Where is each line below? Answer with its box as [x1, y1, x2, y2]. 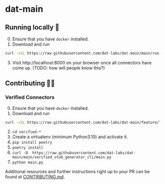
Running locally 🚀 [5, 23, 60, 31]
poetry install [12, 145, 44, 151]
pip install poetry [12, 140, 53, 145]
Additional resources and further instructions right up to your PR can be [5, 169, 150, 175]
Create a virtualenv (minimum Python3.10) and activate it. [12, 134, 128, 140]
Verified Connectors [5, 94, 55, 101]
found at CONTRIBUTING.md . [5, 174, 65, 180]
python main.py [12, 160, 44, 165]
